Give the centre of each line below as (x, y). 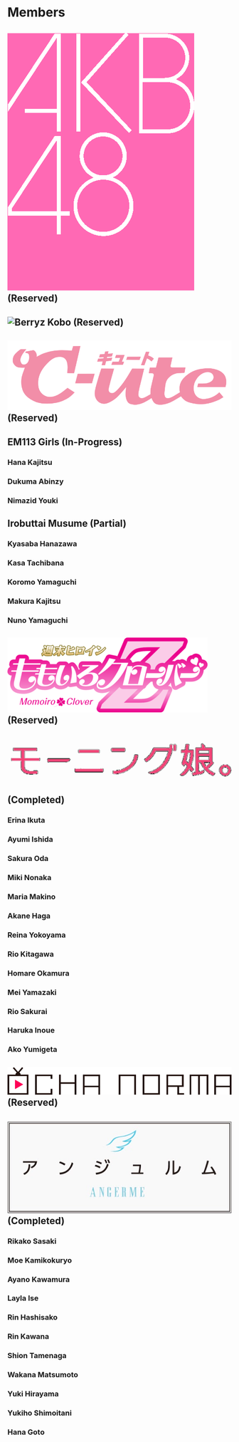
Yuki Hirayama (33, 1394)
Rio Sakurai (27, 1011)
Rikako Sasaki (32, 1241)
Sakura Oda (28, 859)
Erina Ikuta (26, 820)
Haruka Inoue (31, 1030)
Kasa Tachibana (36, 563)
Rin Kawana (28, 1337)
